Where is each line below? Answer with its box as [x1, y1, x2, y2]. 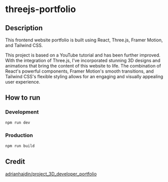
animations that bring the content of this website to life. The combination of [5, 63, 161, 69]
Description [5, 24, 43, 32]
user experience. [5, 79, 40, 85]
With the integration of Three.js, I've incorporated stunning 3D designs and [5, 57, 160, 64]
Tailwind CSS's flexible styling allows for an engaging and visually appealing [5, 74, 163, 79]
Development [5, 108, 39, 115]
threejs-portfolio [5, 4, 76, 15]
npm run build [5, 143, 35, 148]
